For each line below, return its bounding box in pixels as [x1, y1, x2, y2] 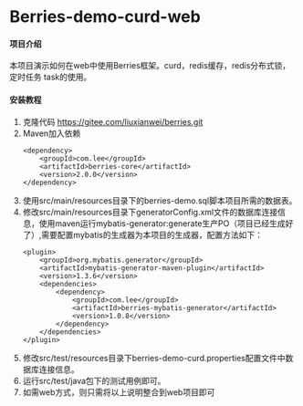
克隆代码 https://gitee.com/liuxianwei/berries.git [22, 116, 204, 127]
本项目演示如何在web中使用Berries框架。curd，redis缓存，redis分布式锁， [9, 60, 291, 71]
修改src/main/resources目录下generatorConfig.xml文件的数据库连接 [22, 206, 278, 217]
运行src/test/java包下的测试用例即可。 [22, 375, 166, 386]
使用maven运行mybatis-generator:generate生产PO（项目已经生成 [38, 217, 286, 229]
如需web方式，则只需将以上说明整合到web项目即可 [22, 386, 215, 398]
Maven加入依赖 [22, 128, 81, 139]
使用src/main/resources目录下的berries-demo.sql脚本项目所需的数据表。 [22, 194, 298, 206]
